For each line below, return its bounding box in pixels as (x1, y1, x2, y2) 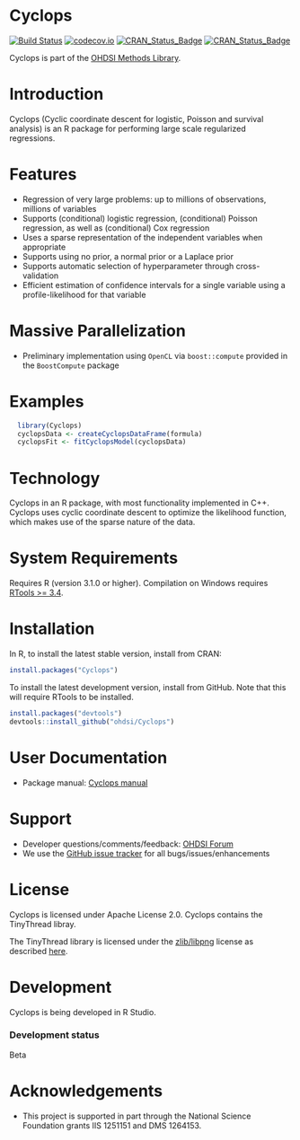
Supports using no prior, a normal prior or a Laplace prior (22, 250, 234, 261)
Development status (9, 1029, 101, 1041)
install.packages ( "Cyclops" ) (9, 666, 119, 675)
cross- (235, 260, 260, 271)
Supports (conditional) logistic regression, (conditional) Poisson (22, 213, 258, 224)
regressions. (9, 132, 56, 144)
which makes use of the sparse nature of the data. (9, 517, 196, 528)
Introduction (9, 84, 104, 104)
